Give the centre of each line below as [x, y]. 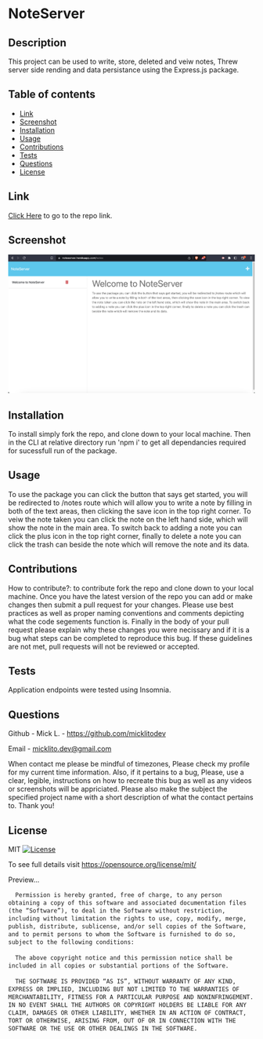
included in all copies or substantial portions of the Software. [119, 966]
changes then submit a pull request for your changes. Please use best [121, 605]
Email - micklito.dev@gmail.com [60, 749]
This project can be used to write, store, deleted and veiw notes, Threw [123, 61]
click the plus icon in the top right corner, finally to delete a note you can [125, 536]
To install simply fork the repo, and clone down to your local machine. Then [130, 434]
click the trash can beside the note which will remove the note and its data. [129, 544]
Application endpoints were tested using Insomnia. [90, 690]
